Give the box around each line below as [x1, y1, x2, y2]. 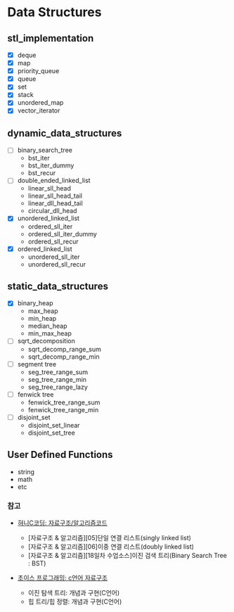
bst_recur [27, 169, 56, 177]
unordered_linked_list [17, 214, 79, 222]
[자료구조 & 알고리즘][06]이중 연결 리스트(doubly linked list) [27, 542, 195, 551]
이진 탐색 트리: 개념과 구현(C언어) [27, 588, 120, 597]
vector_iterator [17, 106, 60, 115]
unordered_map [17, 98, 64, 107]
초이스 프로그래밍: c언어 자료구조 [17, 573, 108, 582]
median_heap [27, 321, 67, 331]
